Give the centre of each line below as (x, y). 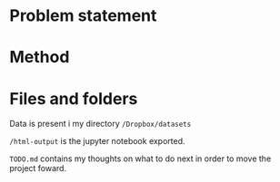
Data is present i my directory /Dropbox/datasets (100, 124)
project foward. (38, 168)
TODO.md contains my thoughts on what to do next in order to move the (140, 158)
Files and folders (74, 98)
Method (40, 57)
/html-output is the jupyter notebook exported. (97, 141)
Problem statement (83, 16)
